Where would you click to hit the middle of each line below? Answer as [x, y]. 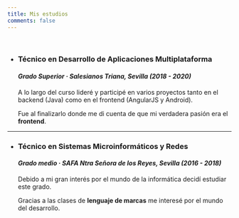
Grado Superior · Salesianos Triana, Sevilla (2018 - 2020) [105, 76]
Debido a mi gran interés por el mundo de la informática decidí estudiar [122, 179]
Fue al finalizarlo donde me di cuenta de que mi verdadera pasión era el [123, 113]
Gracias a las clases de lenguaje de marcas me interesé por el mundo [120, 200]
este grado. [34, 187]
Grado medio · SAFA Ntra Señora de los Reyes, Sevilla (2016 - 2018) [119, 163]
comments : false [31, 21]
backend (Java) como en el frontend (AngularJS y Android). [105, 100]
